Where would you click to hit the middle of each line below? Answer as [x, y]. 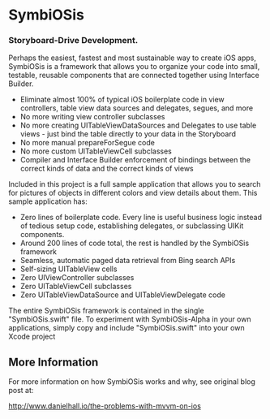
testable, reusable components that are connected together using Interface [134, 76]
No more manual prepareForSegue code [88, 143]
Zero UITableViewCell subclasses [76, 287]
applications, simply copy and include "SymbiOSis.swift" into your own [126, 328]
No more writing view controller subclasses [92, 117]
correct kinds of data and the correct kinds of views [107, 169]
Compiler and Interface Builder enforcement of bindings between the [135, 160]
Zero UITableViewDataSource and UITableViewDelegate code [122, 295]
